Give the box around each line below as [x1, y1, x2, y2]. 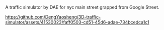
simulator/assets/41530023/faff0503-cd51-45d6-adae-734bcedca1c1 [5, 19, 149, 25]
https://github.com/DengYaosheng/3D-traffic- [5, 14, 101, 19]
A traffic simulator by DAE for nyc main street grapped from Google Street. [5, 4, 159, 10]
